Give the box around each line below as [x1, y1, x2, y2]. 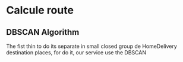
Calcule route [6, 4, 74, 17]
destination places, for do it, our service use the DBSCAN [6, 49, 147, 56]
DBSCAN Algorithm [6, 27, 80, 37]
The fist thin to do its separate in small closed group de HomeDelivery [6, 43, 177, 50]
